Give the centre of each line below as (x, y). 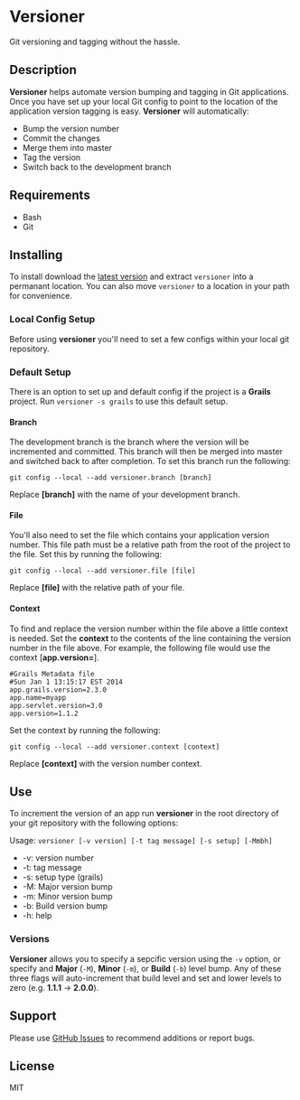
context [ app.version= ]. (54, 657)
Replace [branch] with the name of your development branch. (125, 495)
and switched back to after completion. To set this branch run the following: (150, 461)
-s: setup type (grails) (63, 877)
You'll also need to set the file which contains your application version (139, 536)
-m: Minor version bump (67, 897)
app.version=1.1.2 (44, 713)
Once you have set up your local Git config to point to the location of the (144, 101)
